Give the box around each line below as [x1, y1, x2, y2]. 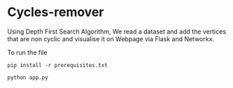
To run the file [7, 48, 48, 57]
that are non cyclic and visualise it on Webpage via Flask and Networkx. [7, 34, 215, 43]
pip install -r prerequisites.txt [7, 61, 108, 68]
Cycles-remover [7, 4, 104, 20]
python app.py [7, 74, 49, 81]
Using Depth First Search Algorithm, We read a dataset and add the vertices [7, 27, 226, 36]
